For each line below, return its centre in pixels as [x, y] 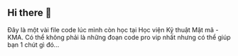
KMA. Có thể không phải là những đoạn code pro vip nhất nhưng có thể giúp [119, 37]
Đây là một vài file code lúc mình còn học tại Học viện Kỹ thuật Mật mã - [113, 29]
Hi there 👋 [29, 13]
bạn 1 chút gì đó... [33, 44]
